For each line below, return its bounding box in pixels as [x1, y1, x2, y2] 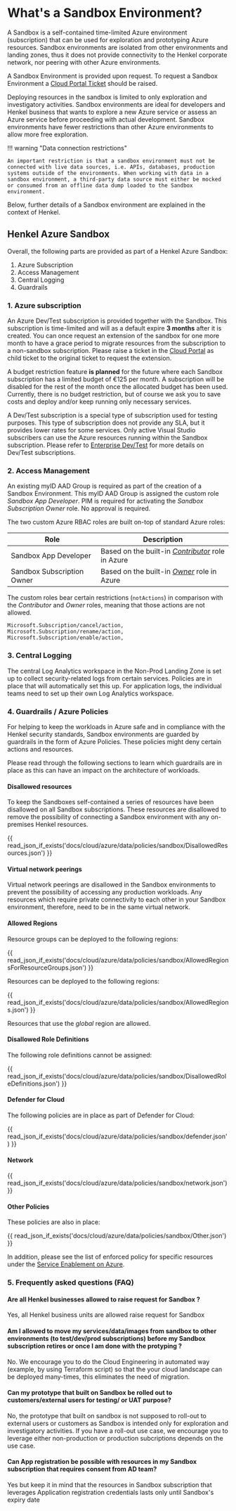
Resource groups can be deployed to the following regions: [7, 934, 179, 943]
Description [143, 534, 183, 544]
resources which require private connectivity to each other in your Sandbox [7, 895, 226, 904]
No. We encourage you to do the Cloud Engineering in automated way [7, 1357, 210, 1365]
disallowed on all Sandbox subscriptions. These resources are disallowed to [7, 805, 227, 814]
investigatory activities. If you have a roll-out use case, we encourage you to [7, 1426, 228, 1435]
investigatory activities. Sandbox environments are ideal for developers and [7, 100, 226, 108]
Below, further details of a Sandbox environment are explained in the [7, 200, 206, 209]
